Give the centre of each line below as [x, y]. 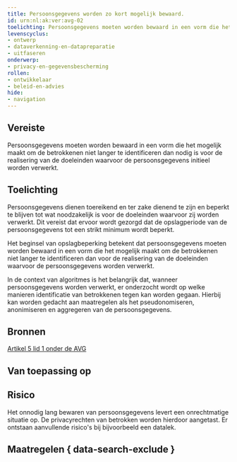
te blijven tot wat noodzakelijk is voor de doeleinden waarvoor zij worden [113, 214]
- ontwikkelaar [30, 80]
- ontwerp [22, 40]
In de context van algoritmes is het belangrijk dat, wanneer [93, 279]
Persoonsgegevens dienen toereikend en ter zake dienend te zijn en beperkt [118, 207]
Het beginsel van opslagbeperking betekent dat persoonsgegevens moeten [117, 243]
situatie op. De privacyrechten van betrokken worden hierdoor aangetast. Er [117, 420]
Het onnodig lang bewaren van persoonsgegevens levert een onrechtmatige [118, 412]
